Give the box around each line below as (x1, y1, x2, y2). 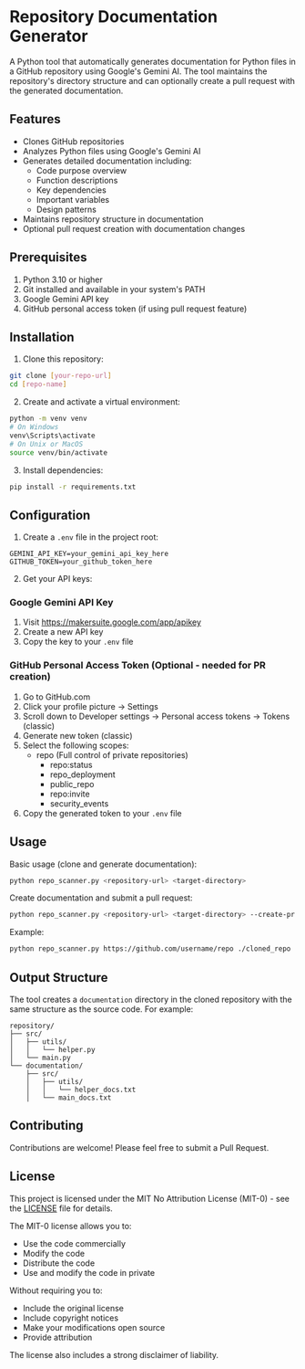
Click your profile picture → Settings (22, 700, 159, 711)
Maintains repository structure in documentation (22, 213, 204, 225)
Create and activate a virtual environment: (22, 396, 180, 407)
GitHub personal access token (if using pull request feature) (22, 303, 248, 314)
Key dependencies (36, 184, 107, 195)
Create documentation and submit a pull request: (9, 892, 193, 903)
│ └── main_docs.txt (25, 1093, 112, 1102)
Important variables (36, 194, 110, 205)
